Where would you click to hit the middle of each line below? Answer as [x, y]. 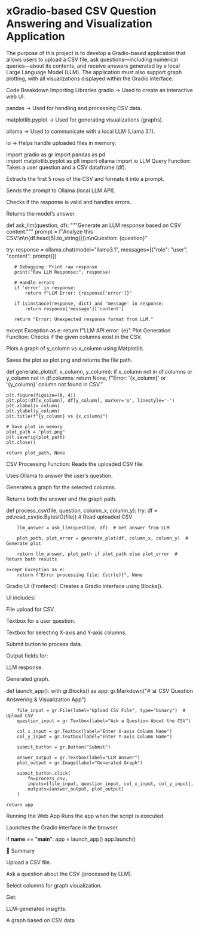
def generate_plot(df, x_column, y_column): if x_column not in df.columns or [99, 371]
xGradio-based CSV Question [81, 11]
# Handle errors [34, 283]
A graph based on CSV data [41, 920]
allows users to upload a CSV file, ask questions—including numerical [92, 59]
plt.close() [21, 442]
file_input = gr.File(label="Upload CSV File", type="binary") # [101, 710]
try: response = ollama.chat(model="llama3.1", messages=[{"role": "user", [97, 249]
